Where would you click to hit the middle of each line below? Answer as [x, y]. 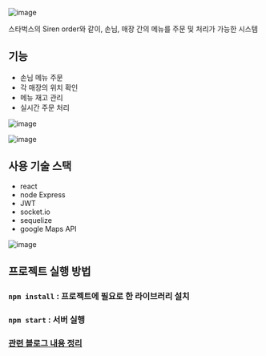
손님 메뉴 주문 [41, 77]
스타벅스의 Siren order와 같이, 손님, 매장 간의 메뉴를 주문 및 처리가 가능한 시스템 [133, 29]
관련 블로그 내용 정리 [45, 343]
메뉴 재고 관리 [41, 97]
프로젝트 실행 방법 [50, 271]
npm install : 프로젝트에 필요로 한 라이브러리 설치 [99, 296]
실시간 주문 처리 [44, 107]
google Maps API [48, 229]
